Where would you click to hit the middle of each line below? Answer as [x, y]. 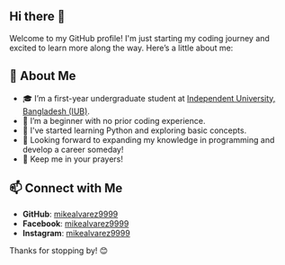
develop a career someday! [73, 149]
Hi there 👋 [37, 17]
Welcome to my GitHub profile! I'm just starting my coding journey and [139, 38]
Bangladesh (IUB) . [56, 111]
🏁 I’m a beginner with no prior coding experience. [114, 120]
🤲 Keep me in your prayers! [72, 159]
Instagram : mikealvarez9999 [76, 234]
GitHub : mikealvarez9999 [70, 214]
